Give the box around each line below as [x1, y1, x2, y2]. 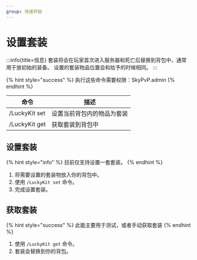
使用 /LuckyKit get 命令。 [14, 241, 78, 248]
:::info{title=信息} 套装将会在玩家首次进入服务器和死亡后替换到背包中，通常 [6, 56, 187, 64]
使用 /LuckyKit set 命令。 [14, 179, 78, 186]
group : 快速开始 [6, 8, 42, 15]
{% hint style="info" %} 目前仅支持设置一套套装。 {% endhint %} [6, 159, 163, 166]
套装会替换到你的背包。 [14, 248, 72, 255]
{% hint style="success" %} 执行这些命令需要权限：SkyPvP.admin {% [6, 76, 175, 83]
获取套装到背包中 [52, 120, 99, 128]
